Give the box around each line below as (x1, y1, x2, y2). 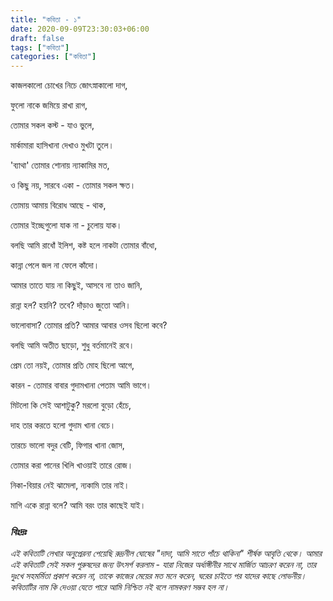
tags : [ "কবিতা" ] (10, 42, 70, 53)
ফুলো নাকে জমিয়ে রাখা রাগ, (10, 99, 88, 111)
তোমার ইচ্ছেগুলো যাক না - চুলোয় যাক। (10, 219, 123, 231)
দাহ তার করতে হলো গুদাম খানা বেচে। (10, 419, 117, 431)
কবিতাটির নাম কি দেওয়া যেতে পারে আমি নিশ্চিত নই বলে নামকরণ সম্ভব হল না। (10, 581, 230, 593)
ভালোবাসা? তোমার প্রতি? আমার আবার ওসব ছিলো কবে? (10, 319, 168, 331)
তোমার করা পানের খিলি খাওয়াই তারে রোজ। (10, 459, 134, 471)
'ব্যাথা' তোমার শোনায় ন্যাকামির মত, (10, 159, 110, 171)
